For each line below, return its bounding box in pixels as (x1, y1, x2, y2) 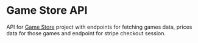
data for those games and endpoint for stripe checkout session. (6, 29, 166, 36)
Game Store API (6, 4, 88, 17)
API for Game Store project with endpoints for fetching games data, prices (6, 23, 193, 30)
